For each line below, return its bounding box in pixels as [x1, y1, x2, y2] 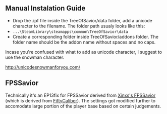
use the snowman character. [5, 54, 65, 60]
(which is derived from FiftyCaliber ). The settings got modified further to [5, 97, 155, 103]
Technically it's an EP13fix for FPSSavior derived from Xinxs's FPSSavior [5, 92, 156, 98]
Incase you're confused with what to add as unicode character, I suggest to [5, 49, 162, 55]
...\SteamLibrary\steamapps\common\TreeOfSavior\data [12, 29, 128, 34]
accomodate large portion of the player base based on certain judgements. [5, 103, 161, 109]
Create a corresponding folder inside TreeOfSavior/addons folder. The [12, 33, 159, 40]
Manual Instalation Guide [5, 4, 86, 13]
